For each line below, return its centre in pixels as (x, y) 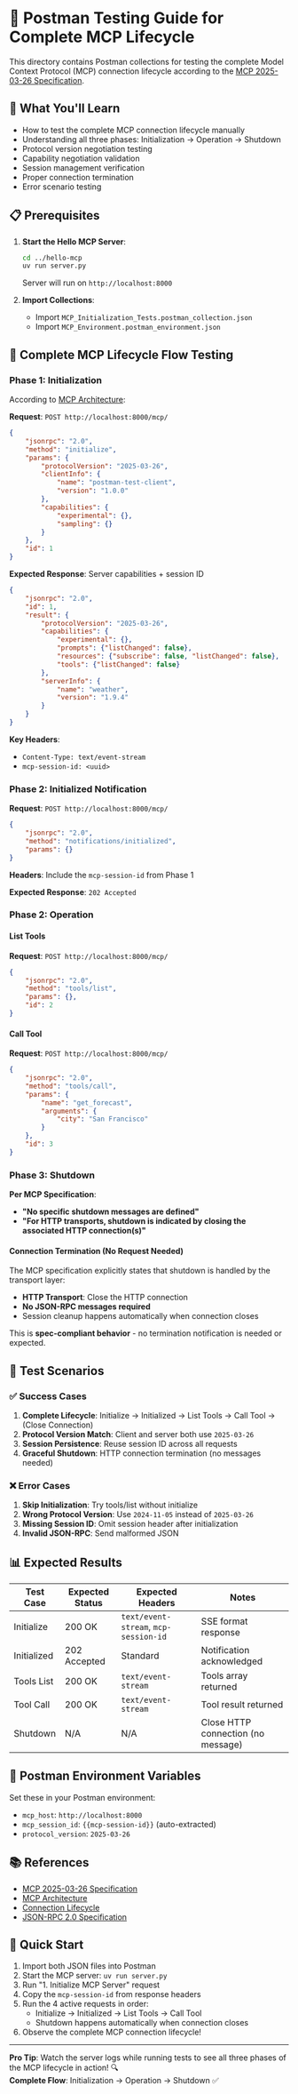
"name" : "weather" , (92, 689)
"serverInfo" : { (71, 681)
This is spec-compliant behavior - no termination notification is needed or (145, 1333)
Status (89, 1603)
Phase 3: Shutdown (52, 1175)
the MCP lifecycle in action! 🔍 (64, 2068)
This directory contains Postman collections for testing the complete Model (146, 61)
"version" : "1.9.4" (92, 698)
